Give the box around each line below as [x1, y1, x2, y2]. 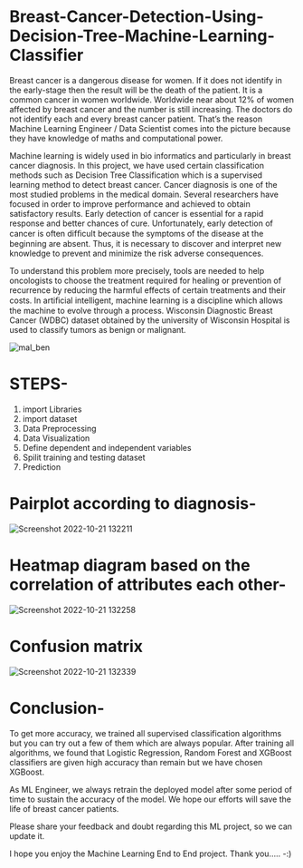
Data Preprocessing [22, 423, 97, 434]
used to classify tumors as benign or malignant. [9, 324, 187, 335]
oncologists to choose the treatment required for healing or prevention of [9, 275, 282, 286]
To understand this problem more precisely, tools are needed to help [9, 265, 265, 276]
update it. [9, 830, 45, 841]
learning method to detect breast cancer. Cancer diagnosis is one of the [9, 179, 278, 190]
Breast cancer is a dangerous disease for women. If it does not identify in [9, 74, 282, 85]
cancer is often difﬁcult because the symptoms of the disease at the [9, 228, 264, 239]
